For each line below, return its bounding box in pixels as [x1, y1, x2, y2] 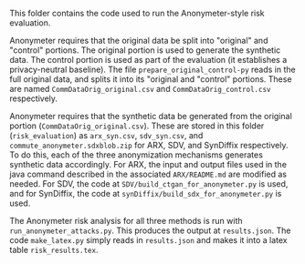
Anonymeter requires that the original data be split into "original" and [9, 36, 268, 46]
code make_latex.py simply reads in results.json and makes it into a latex [9, 235, 288, 245]
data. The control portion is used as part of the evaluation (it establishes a [9, 55, 288, 65]
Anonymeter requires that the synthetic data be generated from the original [9, 111, 292, 121]
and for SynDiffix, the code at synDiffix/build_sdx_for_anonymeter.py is [9, 188, 282, 198]
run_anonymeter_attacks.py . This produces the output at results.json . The [9, 225, 291, 236]
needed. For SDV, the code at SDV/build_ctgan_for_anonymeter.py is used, [9, 178, 289, 189]
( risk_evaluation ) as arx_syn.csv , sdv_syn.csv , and [9, 130, 204, 140]
